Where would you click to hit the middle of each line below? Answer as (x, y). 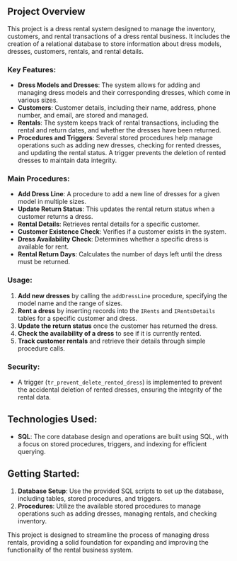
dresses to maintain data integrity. (67, 160)
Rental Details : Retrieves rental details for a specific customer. (109, 224)
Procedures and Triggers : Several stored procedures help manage (115, 138)
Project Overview (46, 12)
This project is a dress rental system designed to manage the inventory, (111, 28)
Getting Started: (44, 474)
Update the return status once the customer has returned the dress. (117, 326)
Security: (24, 366)
